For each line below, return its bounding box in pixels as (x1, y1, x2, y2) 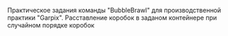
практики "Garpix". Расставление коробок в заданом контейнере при (7, 13, 217, 22)
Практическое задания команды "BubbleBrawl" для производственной (7, 6, 222, 14)
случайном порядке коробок (7, 21, 95, 29)
